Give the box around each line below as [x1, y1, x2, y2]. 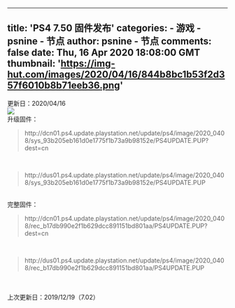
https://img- [60, 57, 115, 70]
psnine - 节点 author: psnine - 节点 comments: [7, 36, 212, 48]
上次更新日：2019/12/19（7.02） [7, 293, 99, 301]
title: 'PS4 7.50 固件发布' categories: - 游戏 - [7, 22, 201, 34]
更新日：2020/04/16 [7, 99, 66, 107]
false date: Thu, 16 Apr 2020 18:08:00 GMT [7, 47, 201, 59]
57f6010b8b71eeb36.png [7, 80, 120, 92]
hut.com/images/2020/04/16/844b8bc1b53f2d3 [7, 69, 225, 80]
